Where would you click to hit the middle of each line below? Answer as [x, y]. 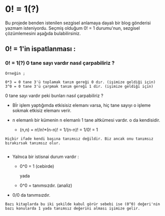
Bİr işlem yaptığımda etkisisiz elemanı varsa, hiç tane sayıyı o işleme [81, 105]
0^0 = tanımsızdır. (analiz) [46, 185]
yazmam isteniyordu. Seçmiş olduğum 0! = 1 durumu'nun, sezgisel [72, 28]
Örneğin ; [15, 73]
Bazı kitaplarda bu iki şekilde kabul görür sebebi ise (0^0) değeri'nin [83, 204]
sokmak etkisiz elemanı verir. [42, 110]
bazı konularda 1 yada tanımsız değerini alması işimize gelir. [73, 208]
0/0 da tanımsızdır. [31, 195]
